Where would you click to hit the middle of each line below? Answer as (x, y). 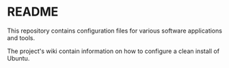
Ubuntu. (18, 58)
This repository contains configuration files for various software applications (114, 31)
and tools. (21, 37)
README (33, 12)
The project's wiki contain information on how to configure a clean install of (113, 51)
